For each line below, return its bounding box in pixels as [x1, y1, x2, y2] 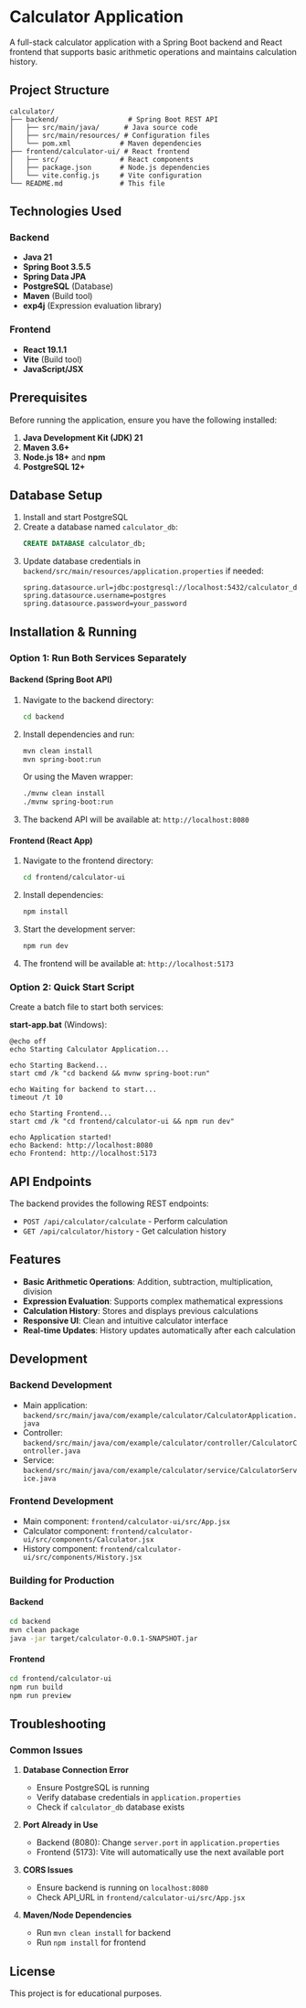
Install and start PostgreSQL [22, 512, 129, 523]
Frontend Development [9, 1495, 114, 1508]
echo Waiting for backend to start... [9, 1085, 157, 1095]
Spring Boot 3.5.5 [22, 262, 91, 272]
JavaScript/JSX [22, 363, 84, 374]
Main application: [22, 1399, 89, 1410]
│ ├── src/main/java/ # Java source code [9, 123, 198, 132]
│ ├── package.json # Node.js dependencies [9, 163, 210, 172]
